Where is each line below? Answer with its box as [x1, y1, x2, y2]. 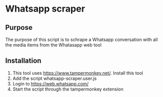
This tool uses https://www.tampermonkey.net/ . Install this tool [12, 70, 143, 76]
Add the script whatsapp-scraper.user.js [12, 75, 97, 81]
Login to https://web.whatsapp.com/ [12, 80, 89, 86]
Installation [5, 57, 42, 65]
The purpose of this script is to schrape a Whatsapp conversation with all [5, 36, 158, 42]
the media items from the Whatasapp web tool [5, 42, 102, 48]
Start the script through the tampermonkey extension [12, 86, 124, 92]
